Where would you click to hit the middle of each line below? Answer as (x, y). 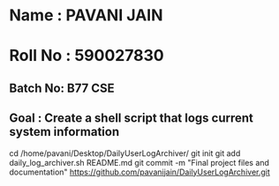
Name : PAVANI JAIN (86, 15)
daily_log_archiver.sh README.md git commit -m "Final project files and (139, 162)
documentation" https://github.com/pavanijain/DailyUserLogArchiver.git (140, 172)
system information (64, 132)
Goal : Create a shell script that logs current (132, 119)
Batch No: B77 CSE (62, 88)
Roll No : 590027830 (87, 56)
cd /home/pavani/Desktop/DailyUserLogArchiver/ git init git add (125, 153)
